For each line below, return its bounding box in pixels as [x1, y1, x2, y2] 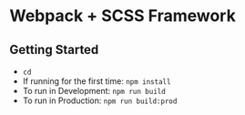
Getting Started [9, 42, 99, 57]
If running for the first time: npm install [22, 76, 171, 87]
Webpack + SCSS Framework [9, 5, 237, 26]
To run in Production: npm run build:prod [22, 95, 178, 106]
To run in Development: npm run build [22, 86, 166, 96]
